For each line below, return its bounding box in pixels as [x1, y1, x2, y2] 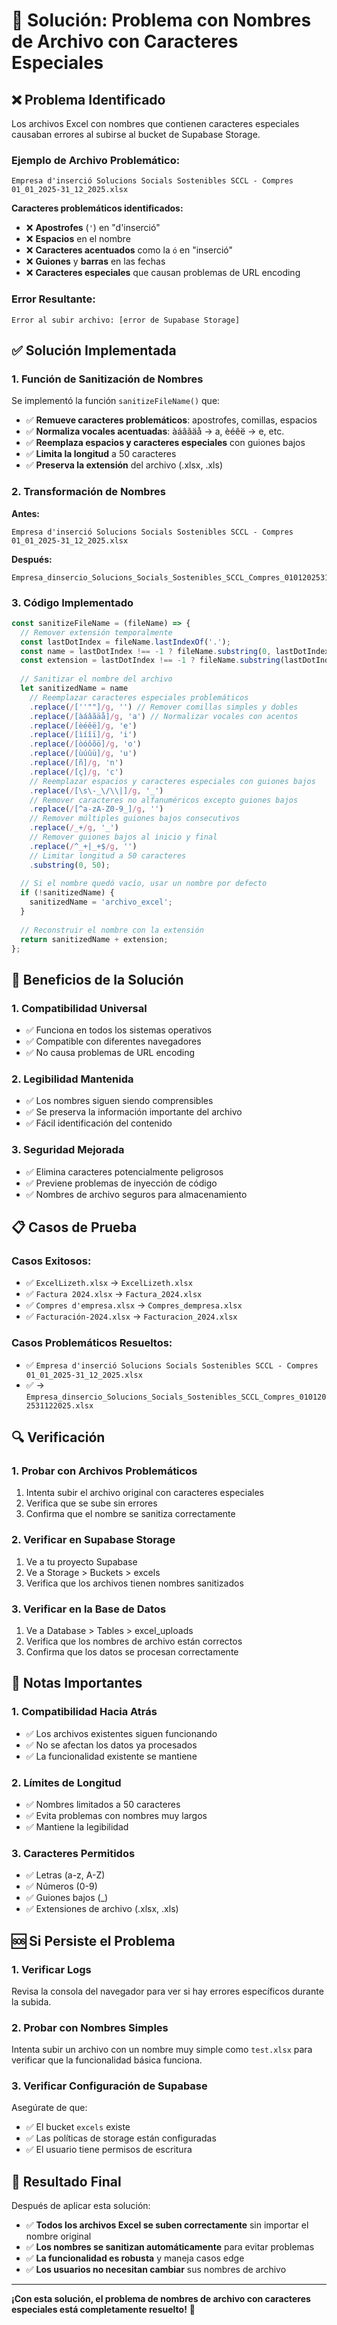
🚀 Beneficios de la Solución [11, 971, 184, 988]
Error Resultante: [11, 292, 96, 306]
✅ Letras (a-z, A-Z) [25, 1869, 106, 1881]
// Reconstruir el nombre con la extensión [20, 925, 204, 935]
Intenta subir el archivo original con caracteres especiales [25, 1487, 264, 1499]
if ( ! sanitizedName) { [20, 888, 115, 898]
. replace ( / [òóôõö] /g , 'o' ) [29, 739, 142, 749]
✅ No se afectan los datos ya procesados [25, 1739, 198, 1751]
